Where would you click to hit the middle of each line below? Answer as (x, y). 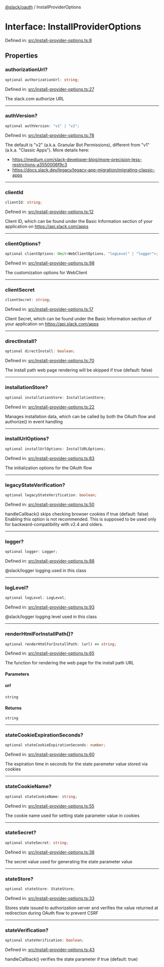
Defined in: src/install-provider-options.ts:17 (49, 309)
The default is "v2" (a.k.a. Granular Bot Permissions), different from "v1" (77, 145)
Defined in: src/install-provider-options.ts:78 (50, 135)
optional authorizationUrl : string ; (42, 80)
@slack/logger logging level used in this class (51, 617)
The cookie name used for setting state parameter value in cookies (72, 815)
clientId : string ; (24, 202)
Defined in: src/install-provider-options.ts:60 (50, 754)
